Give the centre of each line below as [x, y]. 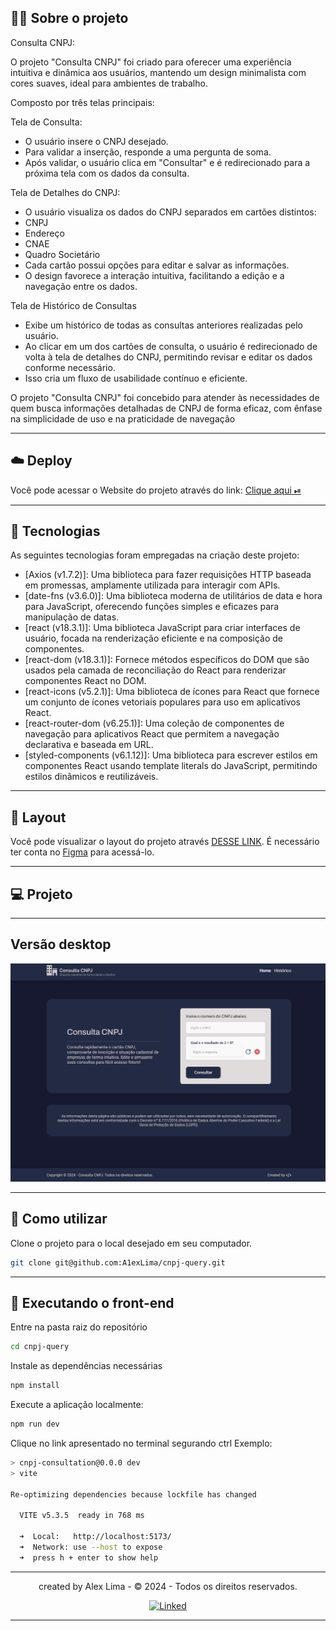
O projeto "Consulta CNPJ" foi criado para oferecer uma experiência [151, 62]
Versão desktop [61, 944]
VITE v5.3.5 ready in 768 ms [82, 1516]
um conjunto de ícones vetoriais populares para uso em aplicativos [163, 702]
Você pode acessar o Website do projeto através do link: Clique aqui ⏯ [156, 490]
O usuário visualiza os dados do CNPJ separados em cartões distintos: [170, 212]
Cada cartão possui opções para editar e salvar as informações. [157, 265]
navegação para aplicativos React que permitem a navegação [152, 734]
